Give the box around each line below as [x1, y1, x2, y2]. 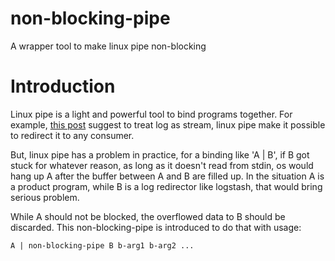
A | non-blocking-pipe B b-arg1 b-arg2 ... [10, 240, 195, 251]
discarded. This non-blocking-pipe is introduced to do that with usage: [10, 221, 302, 233]
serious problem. [10, 191, 80, 203]
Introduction [10, 75, 116, 98]
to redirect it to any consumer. [10, 129, 135, 141]
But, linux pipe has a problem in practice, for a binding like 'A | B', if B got [10, 148, 310, 161]
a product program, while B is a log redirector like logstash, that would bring [10, 180, 323, 192]
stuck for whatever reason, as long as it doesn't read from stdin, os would [10, 159, 314, 171]
